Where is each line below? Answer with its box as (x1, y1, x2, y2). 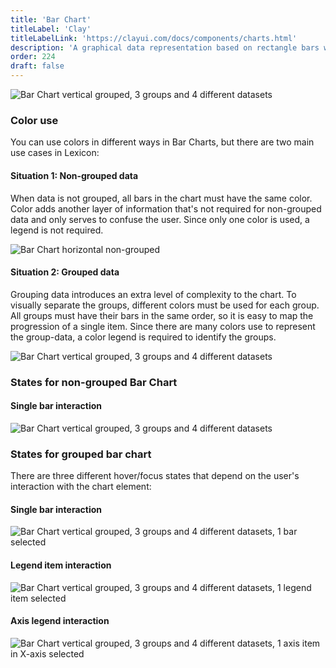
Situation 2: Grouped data (10, 266, 120, 278)
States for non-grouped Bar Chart (10, 375, 178, 389)
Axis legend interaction (10, 615, 110, 627)
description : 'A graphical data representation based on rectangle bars (10, 42, 320, 53)
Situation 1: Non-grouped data (10, 169, 139, 181)
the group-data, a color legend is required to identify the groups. (10, 331, 277, 343)
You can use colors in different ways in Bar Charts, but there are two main (10, 136, 315, 148)
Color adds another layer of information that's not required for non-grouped (10, 202, 322, 215)
